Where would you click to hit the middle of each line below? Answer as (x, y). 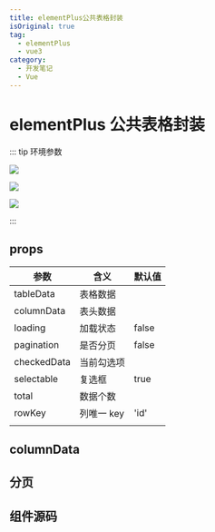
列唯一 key (102, 413)
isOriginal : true (42, 26)
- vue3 (30, 52)
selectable (36, 379)
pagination (37, 344)
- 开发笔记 (35, 69)
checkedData (42, 361)
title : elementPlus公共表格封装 (67, 18)
